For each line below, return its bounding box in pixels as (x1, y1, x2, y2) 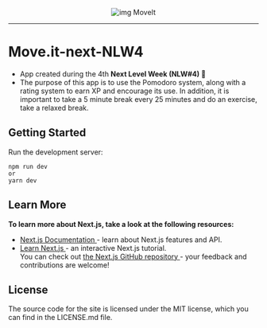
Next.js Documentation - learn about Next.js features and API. (19, 235, 222, 244)
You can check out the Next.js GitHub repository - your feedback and (19, 252, 248, 261)
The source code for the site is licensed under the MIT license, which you (8, 304, 249, 314)
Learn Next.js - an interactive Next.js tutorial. (19, 243, 167, 252)
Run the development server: (8, 147, 103, 157)
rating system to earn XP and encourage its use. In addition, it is (19, 86, 230, 96)
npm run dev (8, 162, 48, 170)
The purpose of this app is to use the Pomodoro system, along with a (19, 77, 246, 87)
